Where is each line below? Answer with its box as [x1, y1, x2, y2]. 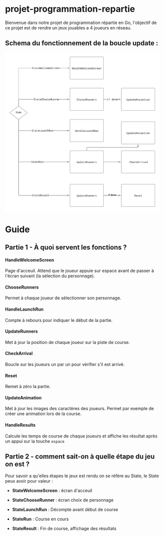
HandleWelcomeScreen [5, 257, 54, 263]
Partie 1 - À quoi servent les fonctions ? [5, 244, 127, 252]
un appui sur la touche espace [5, 438, 65, 444]
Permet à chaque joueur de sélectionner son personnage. [5, 295, 121, 301]
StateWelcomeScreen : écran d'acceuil [12, 487, 93, 493]
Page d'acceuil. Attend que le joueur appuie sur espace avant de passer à [5, 268, 154, 274]
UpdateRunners [5, 328, 38, 334]
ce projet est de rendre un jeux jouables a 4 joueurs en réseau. [5, 24, 132, 30]
